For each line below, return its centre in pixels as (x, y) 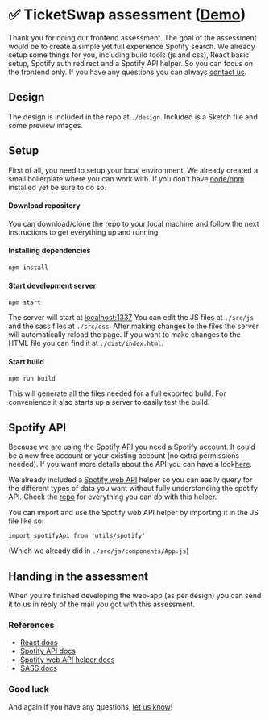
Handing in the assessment (79, 576)
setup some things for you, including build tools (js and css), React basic (129, 55)
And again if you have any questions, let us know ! (91, 706)
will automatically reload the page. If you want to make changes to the (124, 335)
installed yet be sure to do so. (58, 187)
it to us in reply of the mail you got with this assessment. (102, 604)
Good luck (29, 689)
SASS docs (39, 668)
